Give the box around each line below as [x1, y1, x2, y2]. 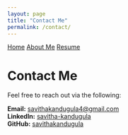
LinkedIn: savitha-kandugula [7, 112, 91, 121]
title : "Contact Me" [7, 17, 69, 24]
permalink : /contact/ [7, 23, 71, 30]
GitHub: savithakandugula [7, 119, 83, 128]
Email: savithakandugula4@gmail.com [7, 105, 120, 113]
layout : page [7, 10, 46, 18]
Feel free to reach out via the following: [7, 91, 122, 100]
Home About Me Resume [7, 43, 81, 52]
